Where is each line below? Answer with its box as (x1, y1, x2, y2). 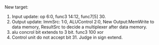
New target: (4, 4, 28, 10)
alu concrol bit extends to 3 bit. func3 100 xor (11, 29, 104, 35)
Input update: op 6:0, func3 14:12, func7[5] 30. (11, 14, 106, 19)
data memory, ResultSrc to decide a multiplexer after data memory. (11, 24, 148, 30)
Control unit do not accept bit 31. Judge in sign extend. (11, 34, 123, 40)
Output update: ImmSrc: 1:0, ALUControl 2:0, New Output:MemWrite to (11, 19, 155, 24)
